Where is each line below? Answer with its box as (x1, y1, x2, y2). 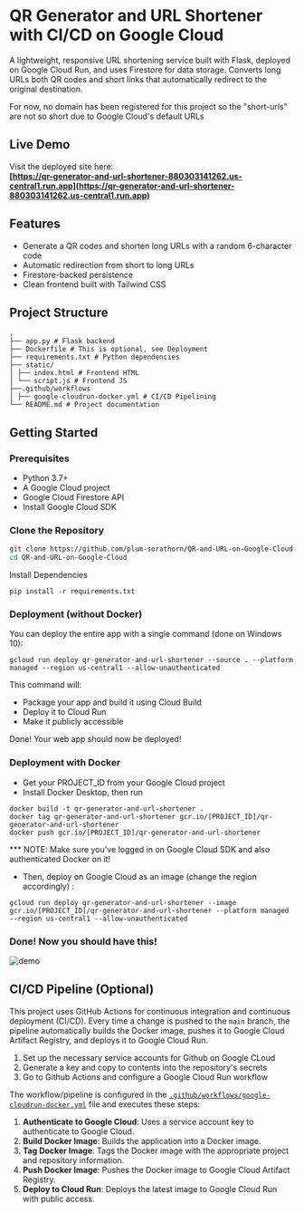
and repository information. (22, 1154, 125, 1165)
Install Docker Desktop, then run (22, 786, 143, 797)
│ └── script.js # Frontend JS (9, 377, 128, 386)
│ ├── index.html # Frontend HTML (9, 369, 140, 378)
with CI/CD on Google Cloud (9, 24, 224, 45)
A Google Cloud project (22, 482, 110, 494)
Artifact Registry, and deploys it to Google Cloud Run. (9, 1035, 209, 1045)
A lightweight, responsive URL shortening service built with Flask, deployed (9, 54, 291, 65)
